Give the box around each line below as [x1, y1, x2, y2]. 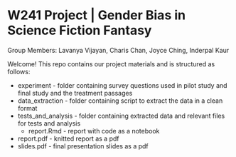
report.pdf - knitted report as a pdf [17, 134, 119, 143]
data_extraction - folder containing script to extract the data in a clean [17, 96, 223, 105]
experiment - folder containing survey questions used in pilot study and [17, 81, 227, 89]
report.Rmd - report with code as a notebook [28, 126, 160, 135]
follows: [7, 67, 31, 76]
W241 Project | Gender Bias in [7, 7, 186, 24]
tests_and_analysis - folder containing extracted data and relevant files [17, 111, 225, 120]
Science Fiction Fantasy [7, 22, 152, 39]
